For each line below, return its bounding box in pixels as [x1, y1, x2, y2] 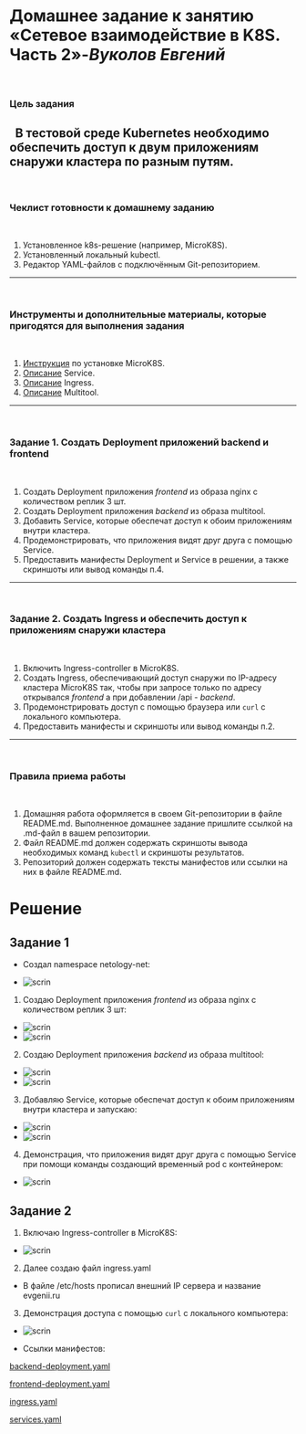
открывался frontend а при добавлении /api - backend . [22, 691, 236, 702]
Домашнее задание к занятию [9, 5, 255, 26]
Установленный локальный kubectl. [22, 248, 161, 260]
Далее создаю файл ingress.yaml [22, 1262, 152, 1273]
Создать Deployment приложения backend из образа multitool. [22, 505, 266, 516]
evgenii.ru [22, 1290, 61, 1301]
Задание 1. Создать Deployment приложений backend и [9, 436, 269, 448]
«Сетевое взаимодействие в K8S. [9, 25, 280, 46]
